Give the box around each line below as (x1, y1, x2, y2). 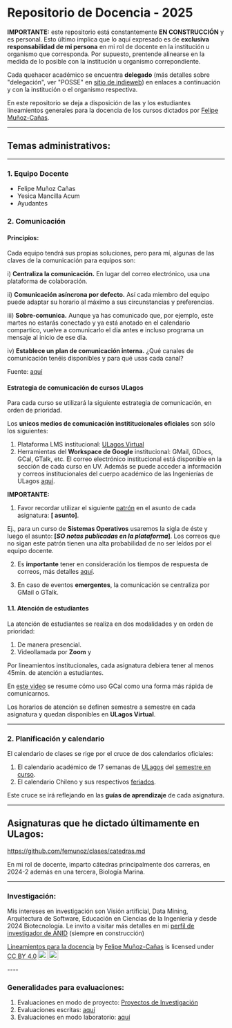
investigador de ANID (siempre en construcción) (7, 929, 145, 937)
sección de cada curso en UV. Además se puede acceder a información (17, 462, 222, 471)
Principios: (7, 233, 39, 242)
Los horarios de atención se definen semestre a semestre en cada (7, 703, 195, 711)
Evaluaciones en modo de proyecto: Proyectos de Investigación (17, 998, 198, 1007)
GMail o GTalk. (17, 588, 59, 597)
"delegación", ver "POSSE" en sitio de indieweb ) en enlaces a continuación (7, 78, 221, 86)
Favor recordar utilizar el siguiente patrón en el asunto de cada (17, 504, 196, 512)
